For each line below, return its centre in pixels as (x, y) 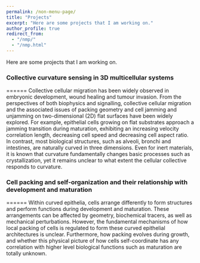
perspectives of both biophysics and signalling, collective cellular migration (99, 103)
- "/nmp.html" (29, 45)
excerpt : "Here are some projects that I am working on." (80, 23)
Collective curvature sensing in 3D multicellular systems (90, 77)
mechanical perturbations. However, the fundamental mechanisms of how (97, 222)
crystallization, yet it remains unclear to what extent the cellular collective (96, 160)
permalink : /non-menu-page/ (41, 12)
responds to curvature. (34, 167)
